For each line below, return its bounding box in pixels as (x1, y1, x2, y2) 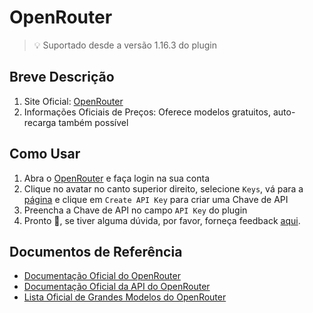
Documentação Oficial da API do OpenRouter (23, 281, 211, 293)
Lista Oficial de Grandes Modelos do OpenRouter (23, 291, 227, 303)
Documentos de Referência (9, 243, 183, 260)
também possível (58, 116, 129, 128)
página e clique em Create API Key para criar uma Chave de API (23, 193, 289, 205)
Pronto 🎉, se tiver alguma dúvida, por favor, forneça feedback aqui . (23, 214, 301, 226)
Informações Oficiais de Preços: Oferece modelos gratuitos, (23, 106, 271, 118)
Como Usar (9, 146, 81, 163)
